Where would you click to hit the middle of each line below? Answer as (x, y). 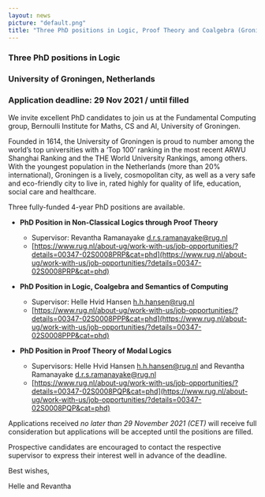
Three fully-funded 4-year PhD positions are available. (97, 207)
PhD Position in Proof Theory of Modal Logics (95, 350)
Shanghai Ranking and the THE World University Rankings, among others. (128, 158)
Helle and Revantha (40, 486)
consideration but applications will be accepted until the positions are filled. (131, 431)
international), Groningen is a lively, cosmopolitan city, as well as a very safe (132, 175)
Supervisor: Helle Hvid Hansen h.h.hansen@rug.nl (113, 302)
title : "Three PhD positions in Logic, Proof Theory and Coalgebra (121, 30)
